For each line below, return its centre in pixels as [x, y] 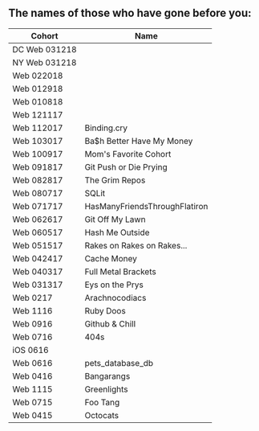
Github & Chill [110, 323]
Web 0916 [32, 323]
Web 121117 [38, 114]
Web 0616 [32, 363]
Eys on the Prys [114, 285]
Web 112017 [38, 128]
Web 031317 [38, 285]
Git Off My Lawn [115, 219]
